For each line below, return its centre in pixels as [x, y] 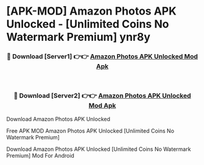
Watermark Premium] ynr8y [79, 37]
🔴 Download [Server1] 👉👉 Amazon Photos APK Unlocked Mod [102, 57]
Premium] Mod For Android [40, 155]
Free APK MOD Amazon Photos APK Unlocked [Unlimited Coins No [90, 131]
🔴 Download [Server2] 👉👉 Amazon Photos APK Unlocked [102, 96]
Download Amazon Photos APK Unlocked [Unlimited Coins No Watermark [99, 149]
